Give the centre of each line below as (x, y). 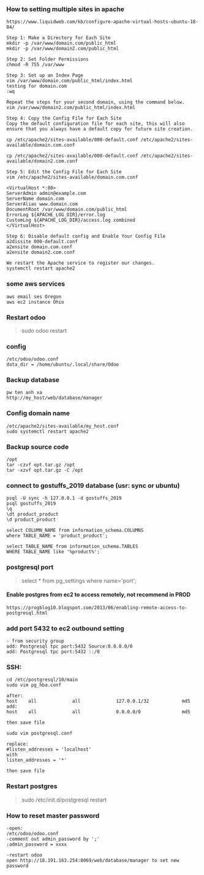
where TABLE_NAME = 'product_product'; (57, 536)
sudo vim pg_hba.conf (34, 685)
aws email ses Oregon (34, 297)
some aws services (36, 284)
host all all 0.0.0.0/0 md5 (98, 712)
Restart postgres (32, 786)
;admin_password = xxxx (37, 844)
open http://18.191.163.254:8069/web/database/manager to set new (93, 861)
